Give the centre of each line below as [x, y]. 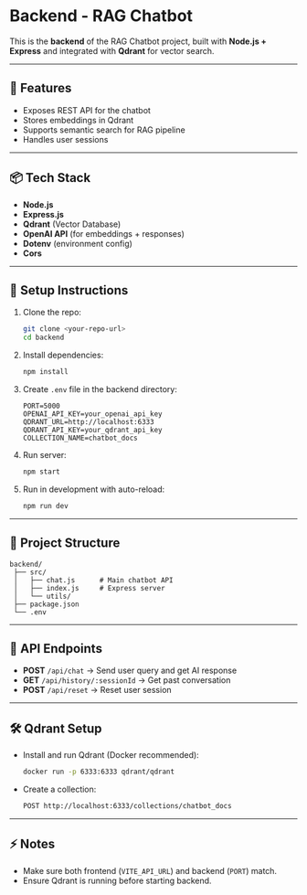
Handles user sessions [65, 139]
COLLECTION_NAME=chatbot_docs [80, 438]
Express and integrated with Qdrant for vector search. [112, 50]
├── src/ [30, 572]
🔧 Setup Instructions [69, 290]
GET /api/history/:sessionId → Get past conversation [127, 680]
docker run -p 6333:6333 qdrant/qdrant [99, 772]
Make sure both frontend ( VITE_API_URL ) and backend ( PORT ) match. [149, 870]
